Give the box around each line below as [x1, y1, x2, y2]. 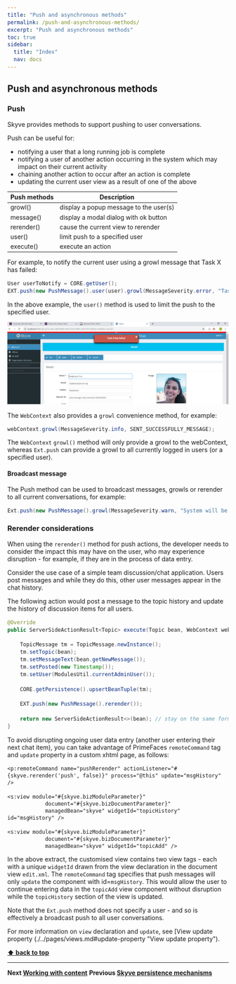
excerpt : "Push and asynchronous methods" [7, 26, 133, 33]
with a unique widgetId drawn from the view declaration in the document [7, 862, 218, 871]
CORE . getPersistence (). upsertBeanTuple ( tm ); [20, 685, 152, 693]
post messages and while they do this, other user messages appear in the [7, 575, 221, 584]
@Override [7, 618, 37, 626]
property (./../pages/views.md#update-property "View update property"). [7, 934, 220, 943]
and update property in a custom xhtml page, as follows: [7, 750, 170, 759]
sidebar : [7, 41, 33, 49]
